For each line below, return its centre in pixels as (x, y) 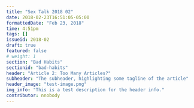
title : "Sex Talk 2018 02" (40, 12)
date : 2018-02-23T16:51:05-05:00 (48, 17)
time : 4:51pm (22, 28)
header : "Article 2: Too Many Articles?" (59, 73)
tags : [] (17, 34)
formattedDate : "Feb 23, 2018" (45, 23)
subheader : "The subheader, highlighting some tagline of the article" (97, 79)
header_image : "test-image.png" (46, 85)
